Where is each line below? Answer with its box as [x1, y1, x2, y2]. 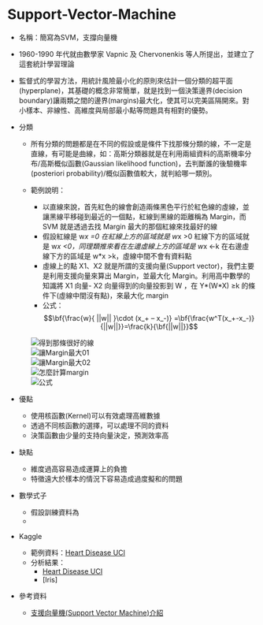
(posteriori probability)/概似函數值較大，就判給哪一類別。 [30, 168, 217, 178]
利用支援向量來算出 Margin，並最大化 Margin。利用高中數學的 [49, 270, 250, 281]
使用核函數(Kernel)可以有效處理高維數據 [30, 411, 161, 420]
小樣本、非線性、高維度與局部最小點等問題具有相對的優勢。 [18, 105, 213, 115]
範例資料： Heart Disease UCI [30, 548, 126, 557]
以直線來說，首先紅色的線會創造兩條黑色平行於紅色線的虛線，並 [42, 202, 250, 211]
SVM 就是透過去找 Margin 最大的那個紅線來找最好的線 [42, 221, 218, 231]
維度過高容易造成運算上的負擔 [30, 463, 128, 474]
